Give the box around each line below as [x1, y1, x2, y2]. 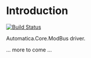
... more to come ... [6, 46, 52, 53]
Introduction [6, 4, 69, 18]
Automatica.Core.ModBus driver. [6, 35, 86, 42]
